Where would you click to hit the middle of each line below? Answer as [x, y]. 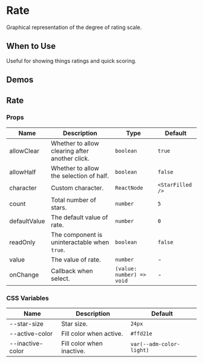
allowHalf [23, 172]
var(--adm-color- [155, 344]
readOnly [22, 242]
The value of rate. [76, 259]
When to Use [31, 46]
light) [140, 350]
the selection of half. [80, 176]
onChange [24, 274]
